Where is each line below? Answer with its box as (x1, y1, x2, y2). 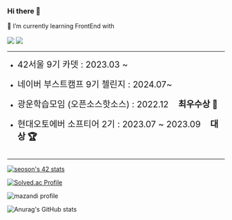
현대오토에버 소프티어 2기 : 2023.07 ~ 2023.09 (17, 119, 202, 130)
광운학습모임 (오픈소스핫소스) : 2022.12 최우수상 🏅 (17, 99, 218, 110)
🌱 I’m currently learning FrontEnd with (7, 22, 115, 30)
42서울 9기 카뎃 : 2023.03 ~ (17, 59, 128, 71)
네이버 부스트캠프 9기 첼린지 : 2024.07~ (17, 79, 173, 91)
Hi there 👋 (7, 6, 41, 16)
